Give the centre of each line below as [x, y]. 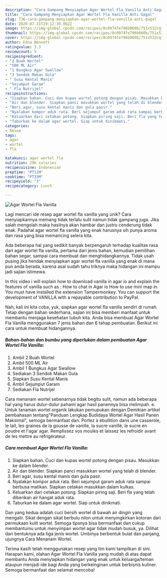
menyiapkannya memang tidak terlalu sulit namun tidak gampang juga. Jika [82, 220]
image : [12, 28]
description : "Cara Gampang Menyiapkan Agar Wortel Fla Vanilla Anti [79, 10]
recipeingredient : [24, 56]
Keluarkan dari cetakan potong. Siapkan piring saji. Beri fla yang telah [83, 492]
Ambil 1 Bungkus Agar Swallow [44, 368]
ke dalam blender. [31, 466]
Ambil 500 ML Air [30, 363]
